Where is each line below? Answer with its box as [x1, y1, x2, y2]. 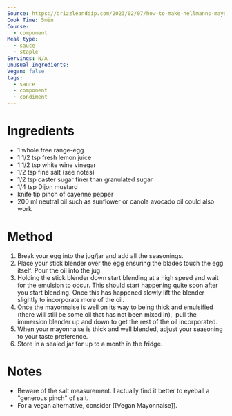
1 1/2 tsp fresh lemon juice [17, 153, 92, 161]
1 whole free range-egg [17, 146, 84, 154]
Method [7, 229, 53, 245]
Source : [7, 10, 30, 17]
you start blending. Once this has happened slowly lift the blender [17, 288, 205, 297]
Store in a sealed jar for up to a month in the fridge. [17, 339, 163, 348]
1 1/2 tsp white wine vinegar [17, 160, 97, 169]
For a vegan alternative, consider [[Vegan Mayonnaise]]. [17, 401, 177, 409]
